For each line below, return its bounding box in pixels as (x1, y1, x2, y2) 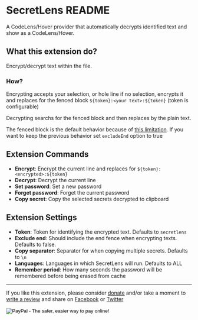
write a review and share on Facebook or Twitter (6, 295, 124, 302)
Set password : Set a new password (14, 183, 102, 190)
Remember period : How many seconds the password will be (14, 266, 163, 273)
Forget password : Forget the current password (14, 189, 130, 196)
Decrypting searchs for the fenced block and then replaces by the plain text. (6, 115, 192, 122)
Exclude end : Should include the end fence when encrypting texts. (14, 234, 177, 241)
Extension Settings (6, 212, 77, 222)
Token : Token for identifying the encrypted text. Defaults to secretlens (14, 228, 187, 235)
